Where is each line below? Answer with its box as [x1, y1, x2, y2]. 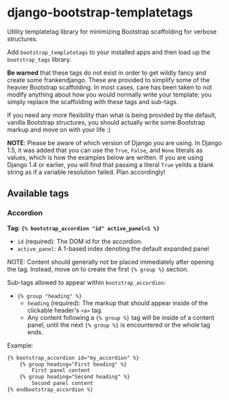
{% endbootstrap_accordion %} [7, 386, 94, 393]
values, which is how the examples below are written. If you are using [7, 153, 204, 162]
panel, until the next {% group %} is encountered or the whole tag [27, 321, 210, 329]
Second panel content [32, 380, 94, 387]
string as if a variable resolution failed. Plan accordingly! [7, 168, 166, 176]
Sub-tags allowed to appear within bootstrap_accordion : [7, 278, 166, 286]
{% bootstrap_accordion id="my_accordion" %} [7, 354, 139, 361]
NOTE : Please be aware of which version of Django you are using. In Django [7, 138, 222, 147]
